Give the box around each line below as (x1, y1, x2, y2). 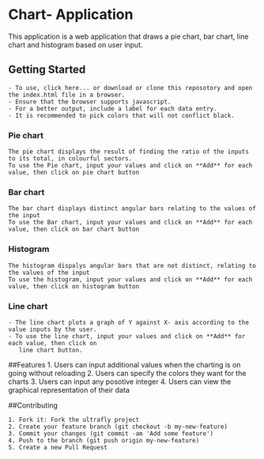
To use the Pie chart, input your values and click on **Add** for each (8, 162, 253, 170)
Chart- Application (8, 6, 134, 24)
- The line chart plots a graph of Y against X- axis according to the (8, 318, 249, 326)
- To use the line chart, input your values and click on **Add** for (8, 332, 246, 340)
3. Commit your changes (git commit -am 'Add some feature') (8, 429, 214, 438)
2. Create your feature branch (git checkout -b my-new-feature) (8, 423, 228, 431)
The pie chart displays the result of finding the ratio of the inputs (8, 148, 249, 156)
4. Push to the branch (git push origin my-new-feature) (8, 436, 200, 444)
